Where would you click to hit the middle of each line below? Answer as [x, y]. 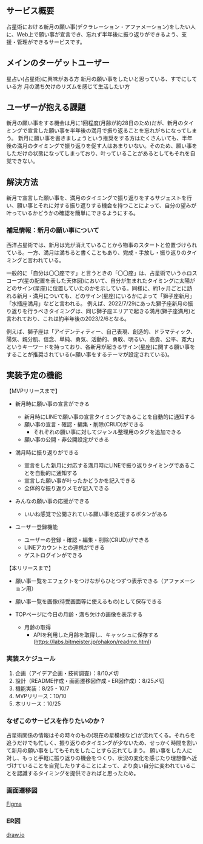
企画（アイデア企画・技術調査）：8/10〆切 [67, 673]
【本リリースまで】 [30, 568]
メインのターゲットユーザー [58, 63]
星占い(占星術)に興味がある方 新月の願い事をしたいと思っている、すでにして [102, 78]
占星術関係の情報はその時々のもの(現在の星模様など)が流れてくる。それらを [101, 735]
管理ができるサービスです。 [51, 42]
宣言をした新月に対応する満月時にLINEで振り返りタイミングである [107, 465]
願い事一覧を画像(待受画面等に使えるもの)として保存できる [88, 601]
